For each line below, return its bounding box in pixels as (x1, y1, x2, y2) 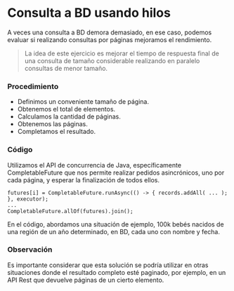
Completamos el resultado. (17, 128, 96, 136)
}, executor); (7, 195, 49, 203)
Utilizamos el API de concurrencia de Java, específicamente (7, 161, 181, 169)
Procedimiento (7, 81, 59, 91)
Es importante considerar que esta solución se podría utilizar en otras (7, 261, 209, 269)
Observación (7, 245, 53, 255)
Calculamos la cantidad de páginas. (17, 112, 121, 121)
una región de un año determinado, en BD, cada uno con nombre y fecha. (7, 227, 220, 236)
